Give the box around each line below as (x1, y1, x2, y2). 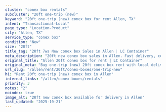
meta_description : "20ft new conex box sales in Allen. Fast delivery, (5, 53, 156, 58)
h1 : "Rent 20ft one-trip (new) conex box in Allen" (5, 72, 114, 77)
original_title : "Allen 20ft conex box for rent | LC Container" (5, 58, 142, 63)
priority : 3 (5, 81, 30, 86)
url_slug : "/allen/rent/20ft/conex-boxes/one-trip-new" (5, 67, 123, 72)
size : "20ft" (5, 44, 32, 49)
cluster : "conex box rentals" (5, 7, 68, 12)
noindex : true (5, 90, 35, 95)
